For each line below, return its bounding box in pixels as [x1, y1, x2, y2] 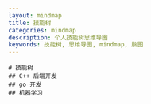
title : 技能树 [8, 19, 52, 27]
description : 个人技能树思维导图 [8, 33, 109, 42]
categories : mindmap [8, 26, 77, 34]
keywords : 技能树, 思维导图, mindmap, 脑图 [8, 41, 144, 49]
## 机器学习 [8, 89, 44, 97]
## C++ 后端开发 [8, 72, 57, 80]
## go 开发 [8, 80, 42, 89]
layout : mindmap [8, 11, 62, 20]
